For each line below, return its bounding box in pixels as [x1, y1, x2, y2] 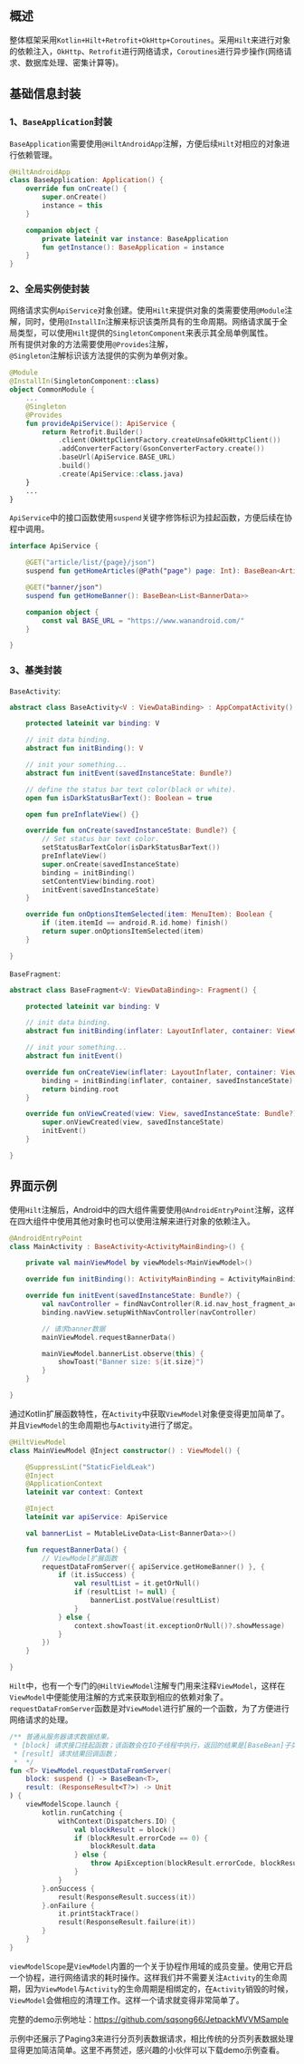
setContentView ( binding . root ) [42, 877, 156, 886]
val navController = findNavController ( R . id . [42, 1300, 217, 1309]
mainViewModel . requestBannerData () [42, 1332, 176, 1342]
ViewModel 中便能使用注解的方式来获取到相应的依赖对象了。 [9, 1691, 229, 1702]
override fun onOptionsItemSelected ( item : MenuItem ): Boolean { [25, 910, 273, 919]
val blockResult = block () [73, 1825, 176, 1834]
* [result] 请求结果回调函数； [13, 1749, 119, 1759]
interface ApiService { [9, 542, 100, 551]
